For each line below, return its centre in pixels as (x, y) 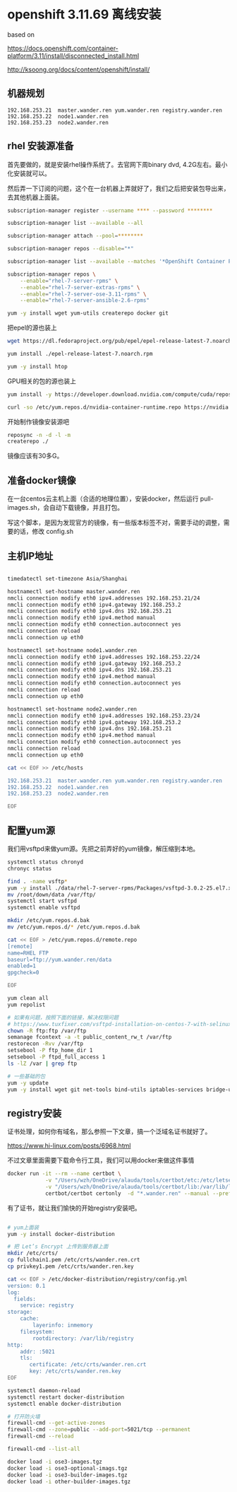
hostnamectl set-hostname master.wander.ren (74, 591)
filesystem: (37, 1331)
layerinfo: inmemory (63, 1325)
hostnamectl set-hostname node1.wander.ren (72, 650)
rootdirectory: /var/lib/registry (83, 1338)
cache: (30, 1319)
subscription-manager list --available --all (75, 223)
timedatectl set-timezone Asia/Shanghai (68, 578)
